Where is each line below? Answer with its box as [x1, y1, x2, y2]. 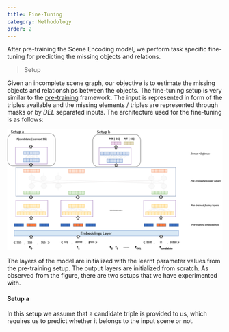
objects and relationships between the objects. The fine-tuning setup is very [7, 86, 222, 95]
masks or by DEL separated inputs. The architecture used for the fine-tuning [7, 108, 222, 117]
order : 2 [7, 25, 32, 32]
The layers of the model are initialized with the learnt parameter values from [7, 257, 221, 265]
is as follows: [7, 115, 44, 123]
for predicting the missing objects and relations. [26, 52, 161, 61]
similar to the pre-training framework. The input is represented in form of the [7, 93, 223, 102]
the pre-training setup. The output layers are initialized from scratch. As [7, 264, 209, 272]
